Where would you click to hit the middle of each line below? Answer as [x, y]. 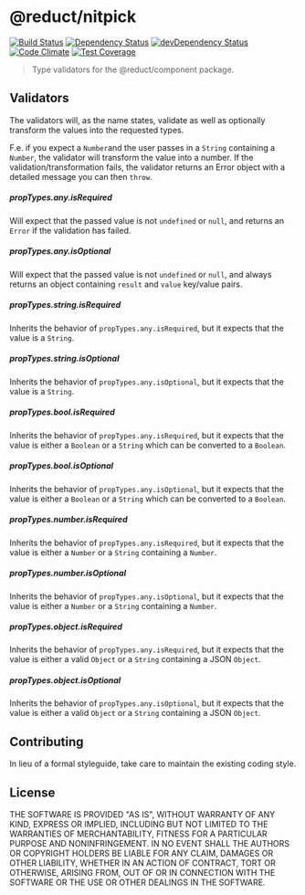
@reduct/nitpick [73, 17]
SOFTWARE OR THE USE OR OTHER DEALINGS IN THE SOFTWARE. [137, 882]
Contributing [47, 742]
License [32, 792]
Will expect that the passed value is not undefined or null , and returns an [147, 220]
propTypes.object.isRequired [66, 626]
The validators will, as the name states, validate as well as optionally [137, 120]
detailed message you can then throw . [81, 176]
